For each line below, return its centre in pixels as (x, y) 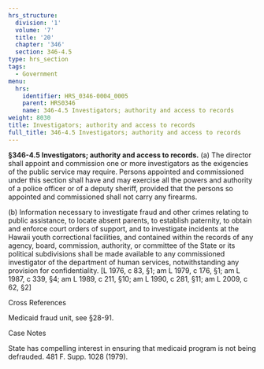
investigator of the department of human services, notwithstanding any (124, 262)
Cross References (37, 302)
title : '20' (35, 37)
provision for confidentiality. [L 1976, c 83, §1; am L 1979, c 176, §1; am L (124, 270)
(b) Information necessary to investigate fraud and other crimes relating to (128, 212)
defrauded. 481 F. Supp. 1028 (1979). (68, 356)
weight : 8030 (30, 118)
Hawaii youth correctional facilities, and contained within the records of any (131, 237)
